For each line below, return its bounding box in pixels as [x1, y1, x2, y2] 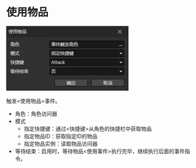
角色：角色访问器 [14, 110, 58, 117]
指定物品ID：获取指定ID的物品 [23, 133, 98, 140]
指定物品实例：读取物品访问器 [23, 140, 98, 147]
